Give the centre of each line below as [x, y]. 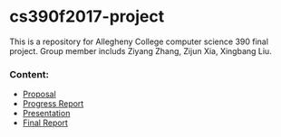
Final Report [45, 123]
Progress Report [53, 104]
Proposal [39, 94]
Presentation [46, 114]
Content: [29, 74]
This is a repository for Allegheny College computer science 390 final [139, 41]
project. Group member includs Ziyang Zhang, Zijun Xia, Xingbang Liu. [140, 50]
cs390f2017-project [87, 17]
